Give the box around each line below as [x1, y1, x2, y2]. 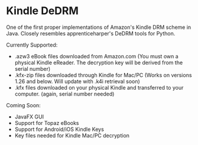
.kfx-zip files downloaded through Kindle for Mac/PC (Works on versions [14, 71, 192, 78]
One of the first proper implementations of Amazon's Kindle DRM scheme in [6, 24, 191, 31]
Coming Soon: [6, 101, 41, 108]
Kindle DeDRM [6, 4, 79, 18]
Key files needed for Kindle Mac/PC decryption [14, 131, 130, 139]
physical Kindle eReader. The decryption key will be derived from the [14, 59, 183, 66]
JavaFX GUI [14, 113, 44, 120]
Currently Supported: [6, 41, 58, 48]
